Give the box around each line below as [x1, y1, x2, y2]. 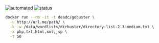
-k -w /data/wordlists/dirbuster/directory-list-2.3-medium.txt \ [10, 24, 154, 29]
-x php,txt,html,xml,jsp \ [10, 29, 67, 34]
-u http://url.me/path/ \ [10, 19, 65, 25]
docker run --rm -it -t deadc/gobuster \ [5, 15, 95, 20]
